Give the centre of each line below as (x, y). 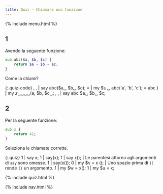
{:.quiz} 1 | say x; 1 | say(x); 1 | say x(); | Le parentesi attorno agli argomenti (81, 157)
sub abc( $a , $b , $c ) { (28, 60)
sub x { (13, 129)
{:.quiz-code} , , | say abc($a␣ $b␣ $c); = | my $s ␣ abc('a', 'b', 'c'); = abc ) (82, 88)
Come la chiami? (22, 79)
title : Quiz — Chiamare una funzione (44, 10)
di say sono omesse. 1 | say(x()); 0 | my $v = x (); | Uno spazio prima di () (80, 163)
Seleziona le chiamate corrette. (37, 148)
